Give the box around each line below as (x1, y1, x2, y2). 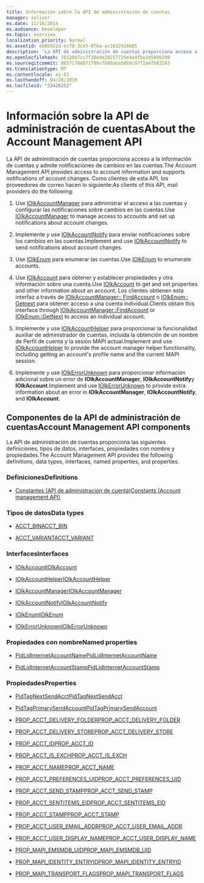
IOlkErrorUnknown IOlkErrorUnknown (15, 622, 108, 630)
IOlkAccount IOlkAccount (15, 563, 77, 571)
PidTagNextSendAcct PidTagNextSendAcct (15, 692, 123, 700)
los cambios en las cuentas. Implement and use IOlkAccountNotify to (15, 237, 187, 244)
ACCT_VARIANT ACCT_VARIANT (15, 534, 94, 542)
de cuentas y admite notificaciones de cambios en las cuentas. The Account (6, 161, 197, 169)
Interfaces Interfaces (6, 550, 69, 558)
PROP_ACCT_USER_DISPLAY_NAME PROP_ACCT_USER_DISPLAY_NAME (15, 835, 197, 842)
